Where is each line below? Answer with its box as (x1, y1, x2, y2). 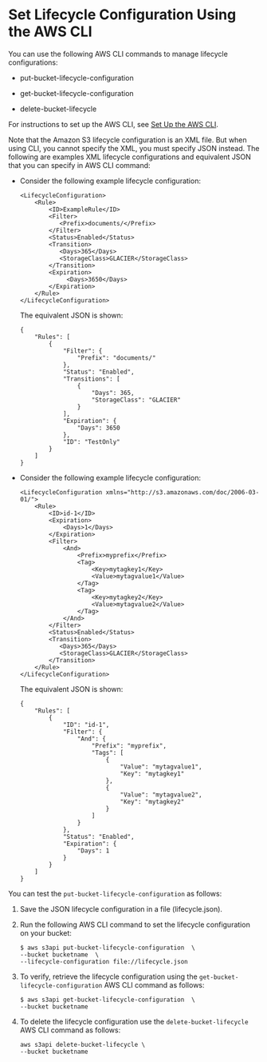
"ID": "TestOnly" (62, 437, 121, 445)
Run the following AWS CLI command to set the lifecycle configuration (19, 920, 251, 929)
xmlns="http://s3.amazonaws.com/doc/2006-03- (105, 488, 260, 497)
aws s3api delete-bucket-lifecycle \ (19, 1040, 146, 1048)
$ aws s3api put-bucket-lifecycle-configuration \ (19, 944, 195, 952)
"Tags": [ (91, 749, 124, 757)
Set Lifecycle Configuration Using (8, 6, 237, 24)
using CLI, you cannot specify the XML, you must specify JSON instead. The (8, 143, 260, 153)
